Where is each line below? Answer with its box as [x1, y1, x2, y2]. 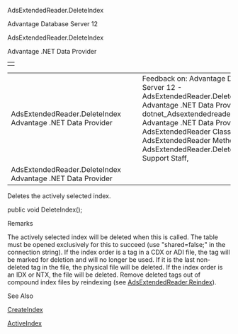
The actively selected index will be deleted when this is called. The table [7, 233, 218, 241]
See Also [7, 292, 34, 300]
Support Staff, [142, 154, 189, 163]
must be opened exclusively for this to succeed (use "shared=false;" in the [7, 241, 226, 248]
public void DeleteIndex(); [7, 205, 83, 214]
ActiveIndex [7, 319, 42, 328]
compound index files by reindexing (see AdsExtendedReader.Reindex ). [7, 278, 217, 286]
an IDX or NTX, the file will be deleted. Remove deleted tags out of [7, 270, 200, 279]
